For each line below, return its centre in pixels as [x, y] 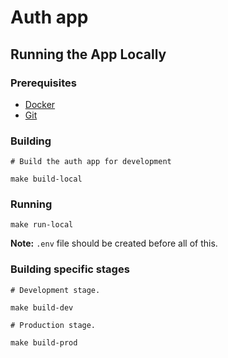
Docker [40, 104]
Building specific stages [70, 269]
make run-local [42, 225]
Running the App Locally [88, 54]
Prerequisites [43, 83]
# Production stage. [53, 325]
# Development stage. [55, 290]
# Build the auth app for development [91, 162]
